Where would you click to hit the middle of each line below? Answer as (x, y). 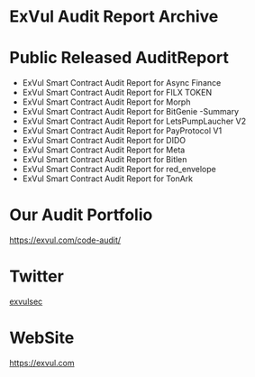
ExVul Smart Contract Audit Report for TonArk (108, 179)
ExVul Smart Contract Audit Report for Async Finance (122, 83)
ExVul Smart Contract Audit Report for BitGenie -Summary (131, 112)
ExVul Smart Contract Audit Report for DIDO (104, 141)
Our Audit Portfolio (81, 215)
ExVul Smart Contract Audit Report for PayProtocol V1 (122, 131)
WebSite (42, 338)
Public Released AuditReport (119, 58)
